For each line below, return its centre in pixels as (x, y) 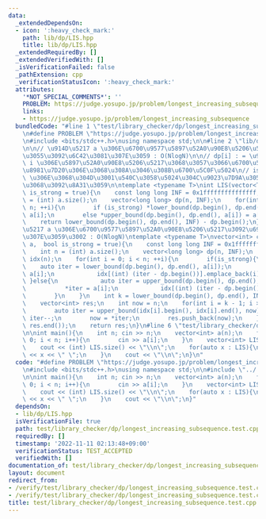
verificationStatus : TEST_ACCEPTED (74, 451)
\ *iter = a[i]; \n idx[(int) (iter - (122, 289)
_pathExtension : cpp (49, 75)
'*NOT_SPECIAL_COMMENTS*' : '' (72, 97)
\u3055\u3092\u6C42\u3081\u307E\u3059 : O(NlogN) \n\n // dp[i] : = (134, 156)
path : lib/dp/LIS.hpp (58, 38)
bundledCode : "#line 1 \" (58, 126)
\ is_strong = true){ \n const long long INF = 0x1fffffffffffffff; (141, 192)
